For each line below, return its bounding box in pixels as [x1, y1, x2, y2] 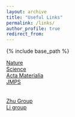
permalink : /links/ [6, 20, 55, 26]
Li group [6, 104, 27, 111]
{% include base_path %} [6, 47, 70, 55]
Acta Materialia [6, 72, 44, 79]
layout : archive [6, 8, 47, 15]
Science [6, 65, 26, 73]
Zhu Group [6, 97, 33, 105]
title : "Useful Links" [6, 14, 63, 20]
